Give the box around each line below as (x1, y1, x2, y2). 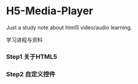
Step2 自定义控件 (6, 70, 56, 78)
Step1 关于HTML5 (6, 52, 57, 61)
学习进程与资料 (6, 36, 43, 43)
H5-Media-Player (6, 4, 94, 18)
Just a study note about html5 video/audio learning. (6, 24, 132, 31)
